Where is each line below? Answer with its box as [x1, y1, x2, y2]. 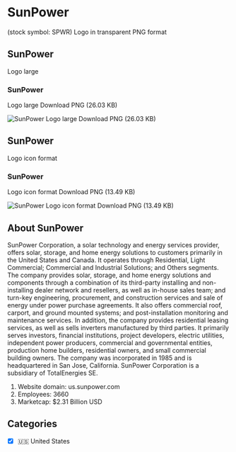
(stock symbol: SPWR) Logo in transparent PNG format [7, 28, 167, 36]
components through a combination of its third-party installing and [7, 278, 201, 287]
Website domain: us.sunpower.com [17, 382, 120, 390]
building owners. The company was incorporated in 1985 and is [7, 354, 192, 362]
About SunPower [7, 222, 84, 234]
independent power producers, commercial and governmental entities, [7, 338, 213, 347]
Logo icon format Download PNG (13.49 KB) [7, 188, 136, 196]
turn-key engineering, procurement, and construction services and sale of [7, 293, 223, 302]
